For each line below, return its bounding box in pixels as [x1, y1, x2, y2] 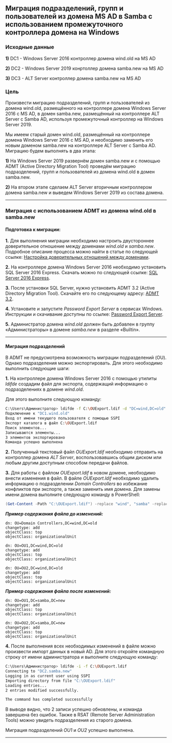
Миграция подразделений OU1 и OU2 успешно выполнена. [5, 727, 135, 733]
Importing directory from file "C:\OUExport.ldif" [5, 678, 116, 683]
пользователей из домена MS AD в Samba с [5, 12, 153, 21]
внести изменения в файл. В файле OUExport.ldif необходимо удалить [5, 475, 159, 482]
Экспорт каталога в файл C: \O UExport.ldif [5, 421, 97, 426]
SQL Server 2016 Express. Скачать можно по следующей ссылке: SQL [5, 270, 158, 276]
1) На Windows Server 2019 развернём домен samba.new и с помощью [5, 158, 160, 164]
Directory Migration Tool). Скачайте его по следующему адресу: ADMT [5, 290, 160, 297]
